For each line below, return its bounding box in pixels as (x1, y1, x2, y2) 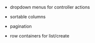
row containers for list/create (9, 33, 70, 39)
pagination (9, 23, 32, 29)
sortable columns (9, 14, 46, 19)
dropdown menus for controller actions (9, 4, 91, 10)
